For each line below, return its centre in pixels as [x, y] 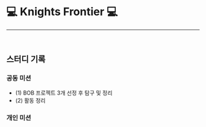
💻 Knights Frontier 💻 [62, 12]
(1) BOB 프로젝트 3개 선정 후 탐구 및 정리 [64, 93]
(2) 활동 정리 [30, 100]
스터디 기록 [26, 60]
